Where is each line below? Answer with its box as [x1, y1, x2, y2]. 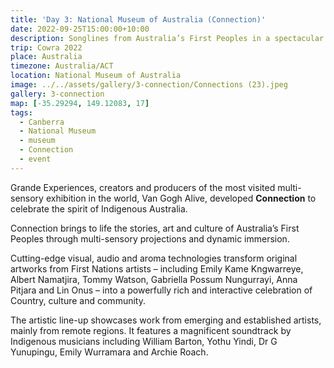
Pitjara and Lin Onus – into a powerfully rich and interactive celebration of [10, 284, 313, 296]
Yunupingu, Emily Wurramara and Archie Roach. [10, 346, 209, 358]
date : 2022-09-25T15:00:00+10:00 [10, 24, 150, 34]
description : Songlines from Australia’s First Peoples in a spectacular [10, 33, 325, 43]
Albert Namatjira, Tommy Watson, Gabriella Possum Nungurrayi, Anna [10, 273, 298, 285]
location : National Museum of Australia [10, 71, 182, 81]
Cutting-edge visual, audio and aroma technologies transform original [10, 252, 298, 264]
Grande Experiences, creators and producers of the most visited [10, 181, 276, 193]
